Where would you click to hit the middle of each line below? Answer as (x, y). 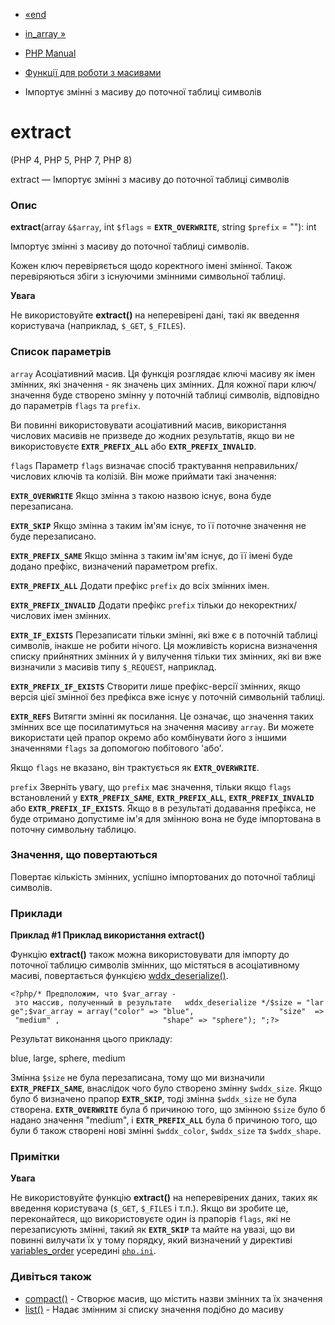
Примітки (35, 1157)
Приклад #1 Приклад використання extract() (107, 935)
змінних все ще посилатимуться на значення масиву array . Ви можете (162, 726)
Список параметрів (61, 352)
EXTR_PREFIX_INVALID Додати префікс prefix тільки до (123, 605)
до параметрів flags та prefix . (75, 405)
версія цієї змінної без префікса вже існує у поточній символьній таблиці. (168, 696)
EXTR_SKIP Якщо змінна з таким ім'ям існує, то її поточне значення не (158, 525)
